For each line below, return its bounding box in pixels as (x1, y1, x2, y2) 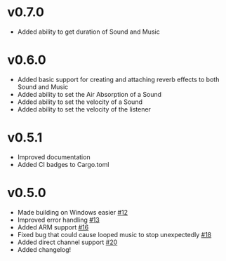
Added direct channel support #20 (17, 238, 118, 246)
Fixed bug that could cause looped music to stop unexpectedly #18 (17, 230, 212, 239)
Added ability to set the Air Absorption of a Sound (17, 90, 162, 98)
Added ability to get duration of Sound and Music (17, 27, 160, 36)
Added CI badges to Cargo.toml (17, 160, 109, 168)
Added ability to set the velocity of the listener (17, 105, 151, 113)
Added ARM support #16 (17, 222, 89, 232)
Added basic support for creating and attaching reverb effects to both (17, 75, 220, 83)
